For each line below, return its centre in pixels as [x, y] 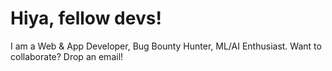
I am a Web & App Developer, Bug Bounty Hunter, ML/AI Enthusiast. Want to [166, 46]
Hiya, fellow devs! [86, 18]
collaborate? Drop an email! [67, 56]
